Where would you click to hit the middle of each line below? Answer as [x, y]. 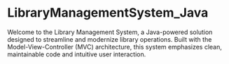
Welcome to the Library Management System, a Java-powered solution [110, 32]
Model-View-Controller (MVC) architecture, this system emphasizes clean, [115, 47]
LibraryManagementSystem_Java [108, 13]
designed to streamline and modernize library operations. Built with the [110, 39]
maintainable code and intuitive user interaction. [77, 54]
